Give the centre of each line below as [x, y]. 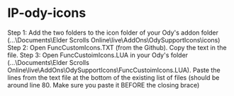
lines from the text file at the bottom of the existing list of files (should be [113, 77]
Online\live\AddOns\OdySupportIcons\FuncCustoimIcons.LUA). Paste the [114, 70]
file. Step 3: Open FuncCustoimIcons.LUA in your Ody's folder [98, 55]
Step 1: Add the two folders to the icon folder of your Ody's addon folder [113, 32]
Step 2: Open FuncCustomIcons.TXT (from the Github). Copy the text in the [117, 47]
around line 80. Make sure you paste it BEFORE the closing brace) [104, 85]
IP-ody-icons [47, 13]
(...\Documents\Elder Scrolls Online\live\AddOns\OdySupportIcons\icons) [114, 40]
